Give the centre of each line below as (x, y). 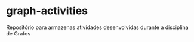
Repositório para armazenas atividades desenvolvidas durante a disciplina (98, 27)
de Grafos (19, 33)
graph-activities (47, 11)
